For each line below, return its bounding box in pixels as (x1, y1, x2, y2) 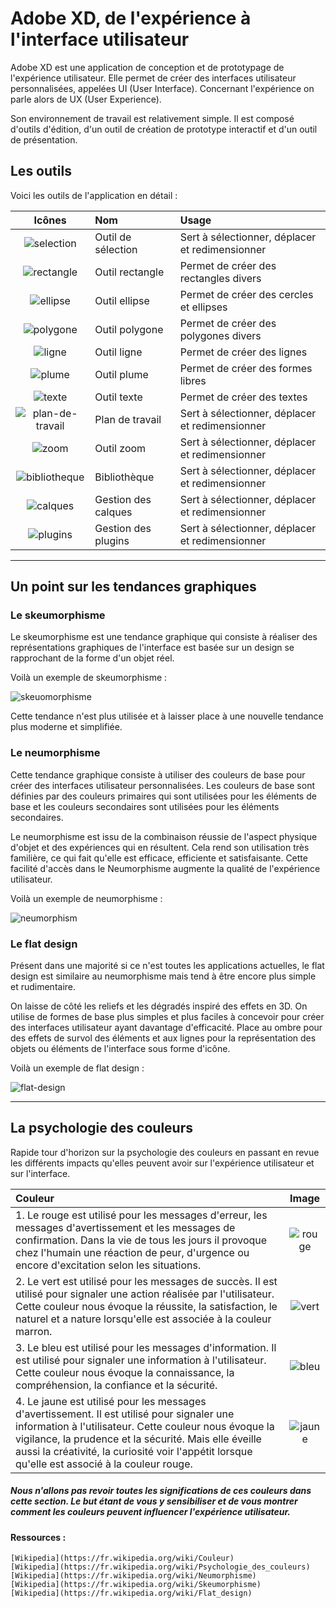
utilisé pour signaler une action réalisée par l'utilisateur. (15, 1287, 275, 1301)
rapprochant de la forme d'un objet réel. (10, 652, 175, 664)
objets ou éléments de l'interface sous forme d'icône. (10, 1043, 231, 1055)
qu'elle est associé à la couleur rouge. (15, 1457, 193, 1471)
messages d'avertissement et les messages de (15, 1220, 236, 1234)
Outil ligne (94, 345, 143, 359)
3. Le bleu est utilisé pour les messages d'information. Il (15, 1340, 277, 1354)
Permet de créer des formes (179, 361, 313, 375)
